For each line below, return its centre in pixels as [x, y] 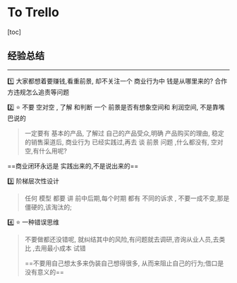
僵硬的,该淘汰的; [48, 207]
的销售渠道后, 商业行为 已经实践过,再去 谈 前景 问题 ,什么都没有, [117, 141]
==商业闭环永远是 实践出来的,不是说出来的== [73, 166]
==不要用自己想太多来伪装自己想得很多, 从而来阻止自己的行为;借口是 [124, 263]
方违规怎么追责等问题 [38, 92]
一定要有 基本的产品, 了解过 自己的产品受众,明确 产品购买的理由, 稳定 [124, 133]
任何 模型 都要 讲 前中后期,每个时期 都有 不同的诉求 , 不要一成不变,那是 [127, 198]
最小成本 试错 [66, 248]
